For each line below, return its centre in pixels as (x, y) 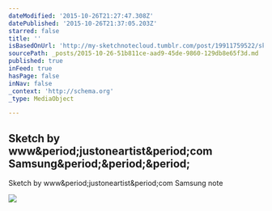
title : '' (25, 38)
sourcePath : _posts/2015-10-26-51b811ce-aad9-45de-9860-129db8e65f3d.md (134, 53)
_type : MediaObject (41, 99)
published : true (36, 61)
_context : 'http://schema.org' (61, 91)
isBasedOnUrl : (32, 46)
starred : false (34, 31)
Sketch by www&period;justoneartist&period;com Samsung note (116, 184)
